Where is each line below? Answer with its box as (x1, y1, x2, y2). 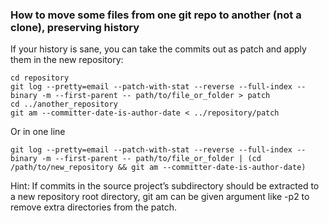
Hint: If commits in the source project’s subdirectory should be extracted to (10, 180, 320, 192)
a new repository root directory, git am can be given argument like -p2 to (10, 191, 310, 203)
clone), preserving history (10, 20, 140, 34)
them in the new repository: (10, 54, 124, 66)
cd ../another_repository (10, 99, 118, 110)
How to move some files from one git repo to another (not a (10, 8, 302, 22)
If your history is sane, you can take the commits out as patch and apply (10, 43, 307, 55)
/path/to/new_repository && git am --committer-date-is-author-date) (10, 163, 307, 173)
